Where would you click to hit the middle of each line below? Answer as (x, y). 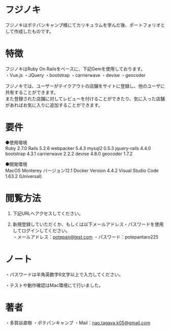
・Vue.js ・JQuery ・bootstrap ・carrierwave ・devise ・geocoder (76, 75)
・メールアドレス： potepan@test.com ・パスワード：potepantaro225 (86, 237)
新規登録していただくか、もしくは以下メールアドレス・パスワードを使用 (88, 224)
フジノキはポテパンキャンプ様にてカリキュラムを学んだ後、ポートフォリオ (83, 25)
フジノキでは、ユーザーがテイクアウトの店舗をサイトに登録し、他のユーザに (85, 86)
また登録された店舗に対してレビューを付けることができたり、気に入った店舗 (85, 99)
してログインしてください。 (41, 230)
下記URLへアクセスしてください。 (48, 213)
